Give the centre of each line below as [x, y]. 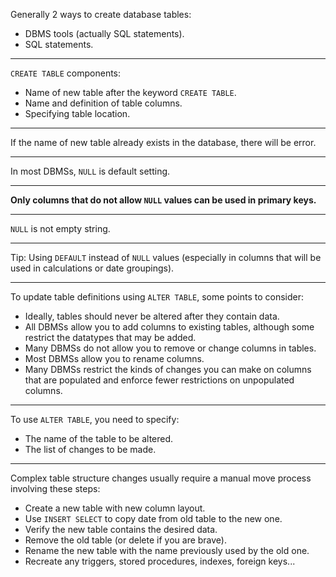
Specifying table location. [77, 113]
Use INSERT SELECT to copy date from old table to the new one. [153, 518]
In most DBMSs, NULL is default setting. [90, 171]
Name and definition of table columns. [103, 103]
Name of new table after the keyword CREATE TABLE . [130, 92]
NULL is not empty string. [60, 228]
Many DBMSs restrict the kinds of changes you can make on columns [168, 369]
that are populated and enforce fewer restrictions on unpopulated [159, 380]
